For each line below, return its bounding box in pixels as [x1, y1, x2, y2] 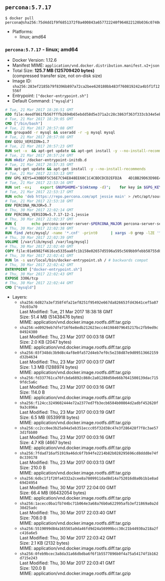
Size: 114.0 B [19, 389, 45, 395]
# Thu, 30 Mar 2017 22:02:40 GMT [5, 244, 74, 249]
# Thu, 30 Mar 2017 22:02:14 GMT [5, 208, 74, 213]
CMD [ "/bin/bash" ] [5, 121, 43, 126]
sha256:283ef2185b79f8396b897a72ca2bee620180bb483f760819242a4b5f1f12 [12, 84, 160, 89]
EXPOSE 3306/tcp [5, 276, 38, 281]
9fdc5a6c [19, 380, 38, 385]
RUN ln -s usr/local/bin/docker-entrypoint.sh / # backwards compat [5, 257, 148, 263]
